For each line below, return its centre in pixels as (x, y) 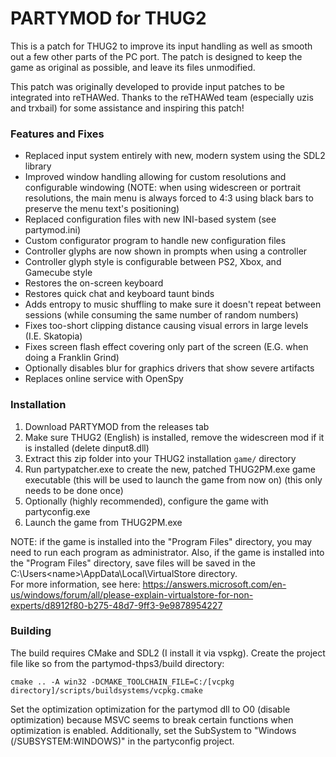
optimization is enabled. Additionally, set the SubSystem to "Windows (153, 730)
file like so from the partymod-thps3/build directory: (117, 663)
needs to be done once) (74, 490)
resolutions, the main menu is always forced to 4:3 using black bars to (169, 198)
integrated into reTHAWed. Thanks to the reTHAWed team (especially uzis (162, 97)
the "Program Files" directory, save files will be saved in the (133, 563)
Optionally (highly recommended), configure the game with (146, 501)
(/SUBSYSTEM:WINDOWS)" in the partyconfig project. (122, 741)
